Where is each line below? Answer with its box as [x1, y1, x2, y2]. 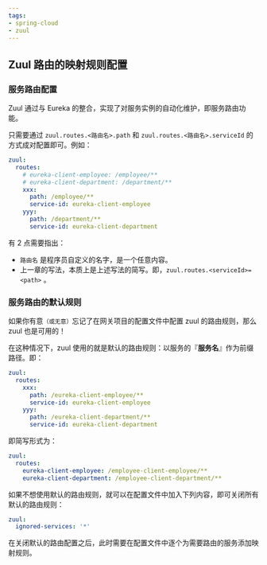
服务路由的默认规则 [8, 296, 82, 307]
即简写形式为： [8, 436, 57, 446]
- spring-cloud [8, 19, 59, 27]
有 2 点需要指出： [8, 238, 66, 247]
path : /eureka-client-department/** [29, 413, 151, 422]
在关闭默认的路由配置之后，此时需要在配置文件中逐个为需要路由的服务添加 [8, 538, 252, 547]
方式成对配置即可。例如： [8, 140, 92, 150]
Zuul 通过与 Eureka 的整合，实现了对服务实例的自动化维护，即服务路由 [8, 103, 240, 113]
